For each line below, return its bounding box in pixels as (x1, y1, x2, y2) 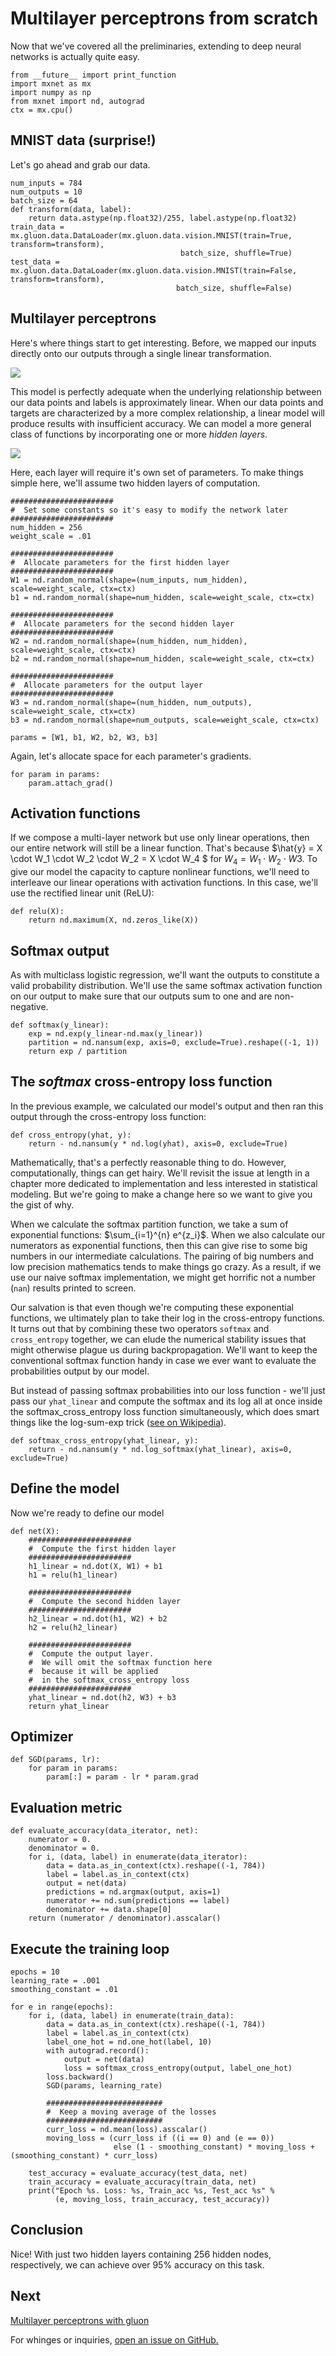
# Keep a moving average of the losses (46, 2107, 217, 2117)
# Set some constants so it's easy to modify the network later (10, 505, 288, 515)
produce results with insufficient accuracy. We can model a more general (10, 417, 312, 429)
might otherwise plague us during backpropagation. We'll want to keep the (10, 1343, 318, 1356)
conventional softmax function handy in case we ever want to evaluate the (10, 1354, 317, 1366)
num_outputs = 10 (10, 187, 83, 197)
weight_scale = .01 (10, 531, 92, 541)
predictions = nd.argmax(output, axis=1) (46, 1887, 222, 1897)
